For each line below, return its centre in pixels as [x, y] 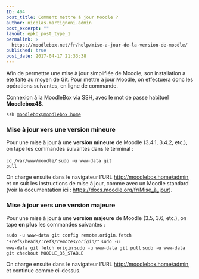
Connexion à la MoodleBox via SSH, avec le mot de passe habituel [88, 97]
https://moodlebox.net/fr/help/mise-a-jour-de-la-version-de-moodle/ [99, 45]
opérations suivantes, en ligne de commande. [62, 86]
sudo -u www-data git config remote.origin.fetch [69, 235]
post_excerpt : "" [28, 28]
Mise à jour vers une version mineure [61, 129]
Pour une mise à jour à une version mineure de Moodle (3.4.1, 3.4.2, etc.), [97, 142]
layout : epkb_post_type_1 [38, 34]
